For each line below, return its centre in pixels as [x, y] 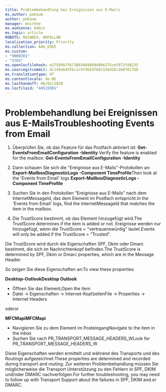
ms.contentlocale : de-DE [31, 79]
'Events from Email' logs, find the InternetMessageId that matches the [83, 203]
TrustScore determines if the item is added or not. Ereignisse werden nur [86, 224]
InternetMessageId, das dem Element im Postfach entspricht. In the [80, 198]
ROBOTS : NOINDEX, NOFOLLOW [33, 38]
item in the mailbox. [32, 209]
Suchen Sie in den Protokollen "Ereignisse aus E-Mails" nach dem [80, 193]
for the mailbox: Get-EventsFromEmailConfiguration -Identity [76, 158]
